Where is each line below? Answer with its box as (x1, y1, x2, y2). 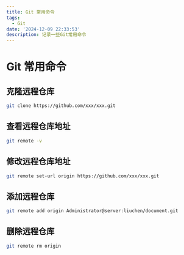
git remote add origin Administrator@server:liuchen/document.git (6, 208, 179, 214)
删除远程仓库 (6, 226, 55, 237)
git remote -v (6, 138, 43, 144)
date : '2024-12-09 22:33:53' (6, 26, 80, 32)
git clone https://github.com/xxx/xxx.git (6, 103, 116, 109)
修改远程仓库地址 (6, 157, 71, 167)
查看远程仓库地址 (6, 121, 71, 131)
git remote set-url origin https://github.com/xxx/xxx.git (6, 172, 160, 179)
